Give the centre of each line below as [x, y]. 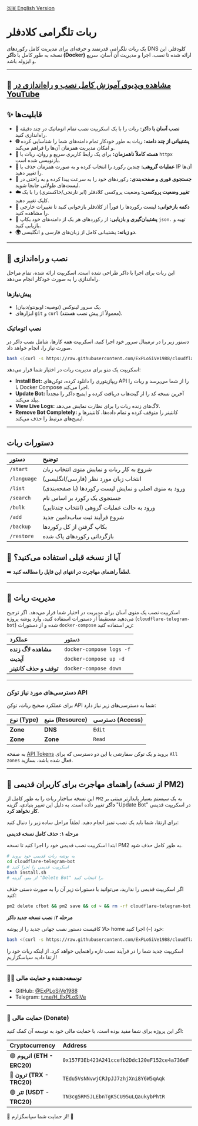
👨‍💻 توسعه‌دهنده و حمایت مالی [44, 978]
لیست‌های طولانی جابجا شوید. [48, 185]
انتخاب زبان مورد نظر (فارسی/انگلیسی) [92, 479]
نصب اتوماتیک [24, 328]
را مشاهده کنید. [32, 213]
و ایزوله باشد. [21, 61]
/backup [20, 527]
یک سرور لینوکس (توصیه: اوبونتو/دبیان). [58, 307]
